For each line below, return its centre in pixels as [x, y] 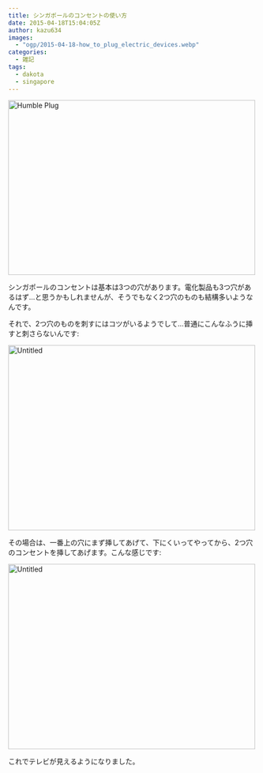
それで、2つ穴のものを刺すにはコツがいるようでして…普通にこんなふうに [127, 323]
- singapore [35, 81]
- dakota [30, 74]
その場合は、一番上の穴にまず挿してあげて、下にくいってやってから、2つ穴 [131, 542]
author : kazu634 [35, 30]
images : [21, 38]
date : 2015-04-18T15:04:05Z [54, 23]
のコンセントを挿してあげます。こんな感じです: [85, 552]
